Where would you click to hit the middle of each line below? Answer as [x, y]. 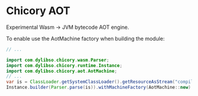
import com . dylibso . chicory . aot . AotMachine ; [62, 71]
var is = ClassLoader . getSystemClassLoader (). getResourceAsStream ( [91, 82]
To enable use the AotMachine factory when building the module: [85, 38]
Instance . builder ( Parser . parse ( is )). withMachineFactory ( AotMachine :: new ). [100, 87]
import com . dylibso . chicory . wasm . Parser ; [58, 60]
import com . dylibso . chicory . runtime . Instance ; [64, 65]
